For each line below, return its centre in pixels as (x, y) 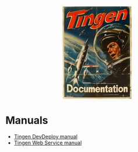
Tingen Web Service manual (48, 143)
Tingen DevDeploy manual (46, 136)
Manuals (27, 121)
